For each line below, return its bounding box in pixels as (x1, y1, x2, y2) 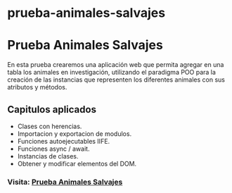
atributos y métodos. (7, 83, 67, 92)
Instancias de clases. (17, 151, 79, 160)
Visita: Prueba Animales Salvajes (7, 177, 123, 187)
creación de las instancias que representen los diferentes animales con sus (7, 75, 226, 84)
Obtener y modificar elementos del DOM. (17, 159, 137, 168)
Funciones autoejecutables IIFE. (17, 137, 110, 145)
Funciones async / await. (17, 144, 90, 153)
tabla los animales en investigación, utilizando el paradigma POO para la (7, 68, 217, 77)
